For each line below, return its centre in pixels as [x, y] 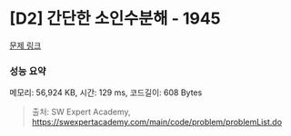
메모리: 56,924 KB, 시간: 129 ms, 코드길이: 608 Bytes [106, 92]
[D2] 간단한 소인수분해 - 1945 [115, 19]
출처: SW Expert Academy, [81, 112]
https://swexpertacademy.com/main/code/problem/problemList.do [157, 122]
